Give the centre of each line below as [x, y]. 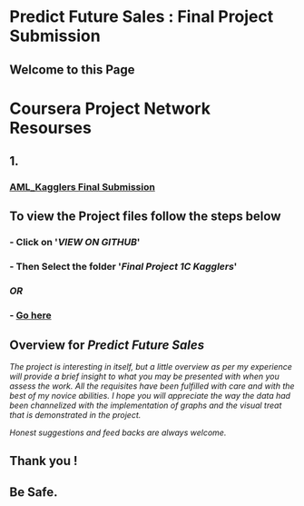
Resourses [51, 128]
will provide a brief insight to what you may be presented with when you [144, 376]
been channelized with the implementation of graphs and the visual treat [146, 405]
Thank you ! [44, 461]
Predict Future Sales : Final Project [142, 17]
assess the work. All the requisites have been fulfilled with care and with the [152, 386]
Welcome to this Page [72, 69]
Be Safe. [34, 492]
